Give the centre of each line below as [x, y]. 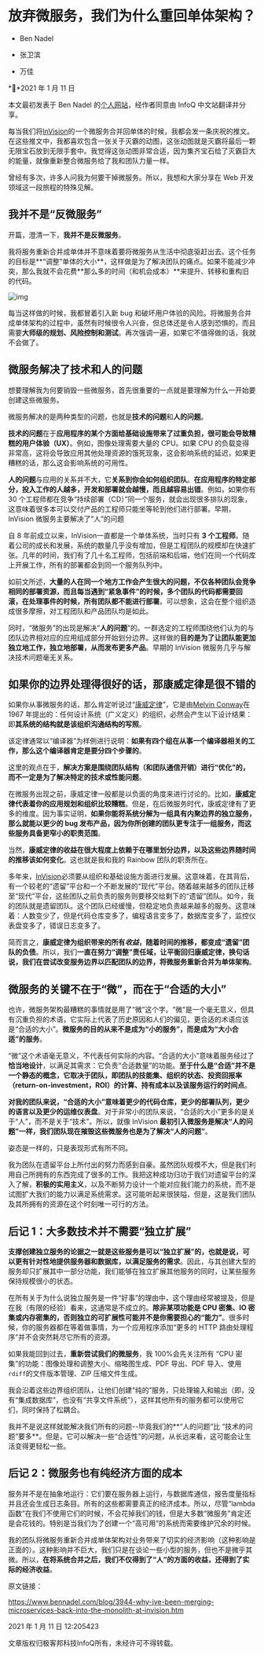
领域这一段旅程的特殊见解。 [53, 187]
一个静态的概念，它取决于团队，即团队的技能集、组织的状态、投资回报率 [125, 1075]
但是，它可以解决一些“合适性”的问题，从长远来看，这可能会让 [145, 1436]
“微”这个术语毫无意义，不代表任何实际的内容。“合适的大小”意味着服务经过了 [131, 1056]
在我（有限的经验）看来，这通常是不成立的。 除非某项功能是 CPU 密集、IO [128, 1308]
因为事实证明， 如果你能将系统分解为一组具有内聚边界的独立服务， [149, 813]
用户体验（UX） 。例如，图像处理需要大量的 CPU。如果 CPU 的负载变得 [136, 443]
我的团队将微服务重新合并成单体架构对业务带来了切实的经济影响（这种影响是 [132, 1539]
